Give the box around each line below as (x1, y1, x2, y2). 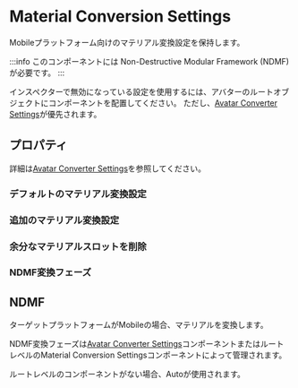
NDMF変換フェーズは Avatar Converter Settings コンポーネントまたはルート (9, 339, 285, 349)
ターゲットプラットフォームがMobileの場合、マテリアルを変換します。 (9, 320, 268, 331)
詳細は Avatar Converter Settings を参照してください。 (9, 163, 206, 174)
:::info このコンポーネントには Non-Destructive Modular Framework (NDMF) (9, 56, 289, 66)
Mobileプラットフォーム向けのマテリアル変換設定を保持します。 (9, 37, 245, 47)
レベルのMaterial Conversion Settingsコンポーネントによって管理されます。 (9, 349, 287, 360)
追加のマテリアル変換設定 (9, 213, 120, 226)
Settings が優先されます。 (9, 108, 102, 119)
